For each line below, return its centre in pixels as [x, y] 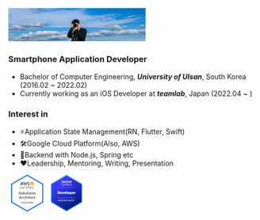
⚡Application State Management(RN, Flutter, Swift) [102, 131]
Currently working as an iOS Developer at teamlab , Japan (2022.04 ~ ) [136, 93]
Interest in [29, 114]
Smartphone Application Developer [78, 59]
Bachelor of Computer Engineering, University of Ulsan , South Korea [133, 76]
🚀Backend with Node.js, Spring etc [76, 154]
